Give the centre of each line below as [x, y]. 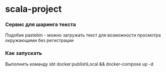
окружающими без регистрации [40, 40]
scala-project [33, 9]
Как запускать [24, 53]
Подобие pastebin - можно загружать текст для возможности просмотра [83, 35]
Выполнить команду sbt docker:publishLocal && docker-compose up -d [79, 64]
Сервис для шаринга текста [41, 25]
